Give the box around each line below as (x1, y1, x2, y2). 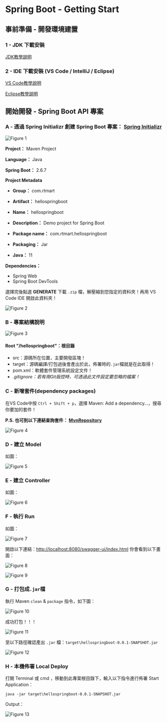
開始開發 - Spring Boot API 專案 (5, 107, 103, 116)
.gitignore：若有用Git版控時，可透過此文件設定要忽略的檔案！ (12, 374, 140, 380)
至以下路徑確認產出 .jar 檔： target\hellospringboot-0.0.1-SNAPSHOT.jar (5, 639, 158, 645)
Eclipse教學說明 (5, 91, 38, 97)
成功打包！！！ (5, 618, 36, 624)
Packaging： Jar (12, 241, 48, 247)
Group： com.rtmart (12, 187, 55, 194)
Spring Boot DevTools (12, 278, 58, 284)
